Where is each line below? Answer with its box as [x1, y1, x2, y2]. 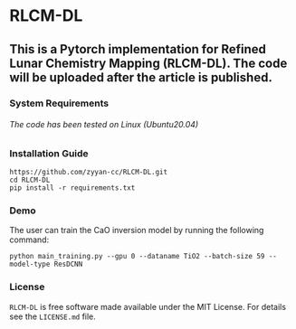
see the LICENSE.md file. [9, 311, 97, 322]
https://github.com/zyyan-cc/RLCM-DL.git [9, 168, 168, 177]
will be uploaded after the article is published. [9, 70, 273, 85]
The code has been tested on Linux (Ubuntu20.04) [9, 119, 199, 130]
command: [9, 234, 50, 245]
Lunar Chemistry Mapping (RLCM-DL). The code [9, 55, 288, 70]
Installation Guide [9, 146, 89, 159]
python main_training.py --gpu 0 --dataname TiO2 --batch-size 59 [9, 252, 265, 261]
